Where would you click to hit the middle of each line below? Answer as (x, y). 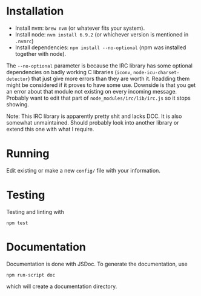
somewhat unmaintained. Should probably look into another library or (93, 122)
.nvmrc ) (24, 41)
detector (17, 79)
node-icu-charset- (156, 72)
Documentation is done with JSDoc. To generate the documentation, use (97, 264)
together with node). (41, 53)
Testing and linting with (35, 212)
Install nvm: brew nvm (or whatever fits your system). (80, 28)
